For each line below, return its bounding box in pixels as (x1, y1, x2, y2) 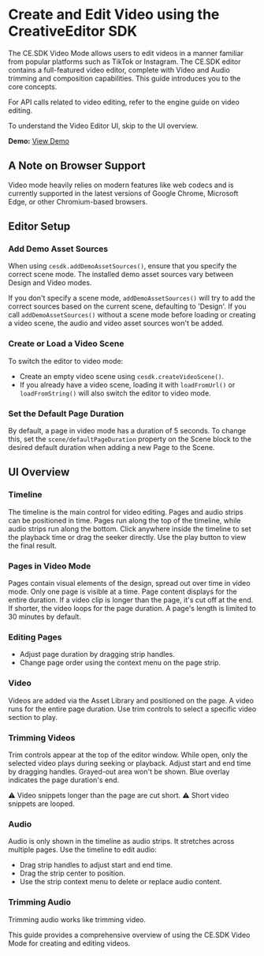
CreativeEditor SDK (8, 22, 138, 40)
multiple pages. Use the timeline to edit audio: (8, 845, 158, 854)
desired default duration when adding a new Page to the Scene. (8, 443, 215, 452)
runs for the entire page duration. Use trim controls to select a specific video (8, 704, 257, 714)
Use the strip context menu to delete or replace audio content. (19, 877, 222, 887)
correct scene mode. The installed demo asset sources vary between (8, 270, 234, 279)
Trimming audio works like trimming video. (8, 914, 147, 924)
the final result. (8, 541, 58, 550)
